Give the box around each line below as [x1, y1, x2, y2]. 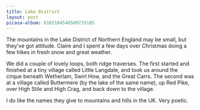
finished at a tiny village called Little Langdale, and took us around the [6, 67, 178, 74]
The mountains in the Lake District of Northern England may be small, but [6, 36, 187, 43]
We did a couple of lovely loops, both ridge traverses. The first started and [6, 60, 189, 67]
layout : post [6, 14, 39, 20]
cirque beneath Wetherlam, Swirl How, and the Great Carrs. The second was [6, 73, 194, 80]
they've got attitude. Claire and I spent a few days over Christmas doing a [6, 42, 187, 49]
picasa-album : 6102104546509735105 [6, 20, 95, 26]
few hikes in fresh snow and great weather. [6, 49, 112, 56]
